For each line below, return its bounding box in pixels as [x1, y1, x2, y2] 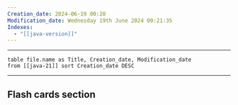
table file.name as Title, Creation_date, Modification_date [7, 56, 192, 64]
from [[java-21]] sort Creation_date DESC [7, 62, 135, 70]
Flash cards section [7, 88, 96, 100]
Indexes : [7, 23, 33, 31]
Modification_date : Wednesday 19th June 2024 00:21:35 [7, 17, 173, 24]
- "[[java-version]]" [13, 30, 78, 38]
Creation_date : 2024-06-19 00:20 [7, 10, 106, 18]
